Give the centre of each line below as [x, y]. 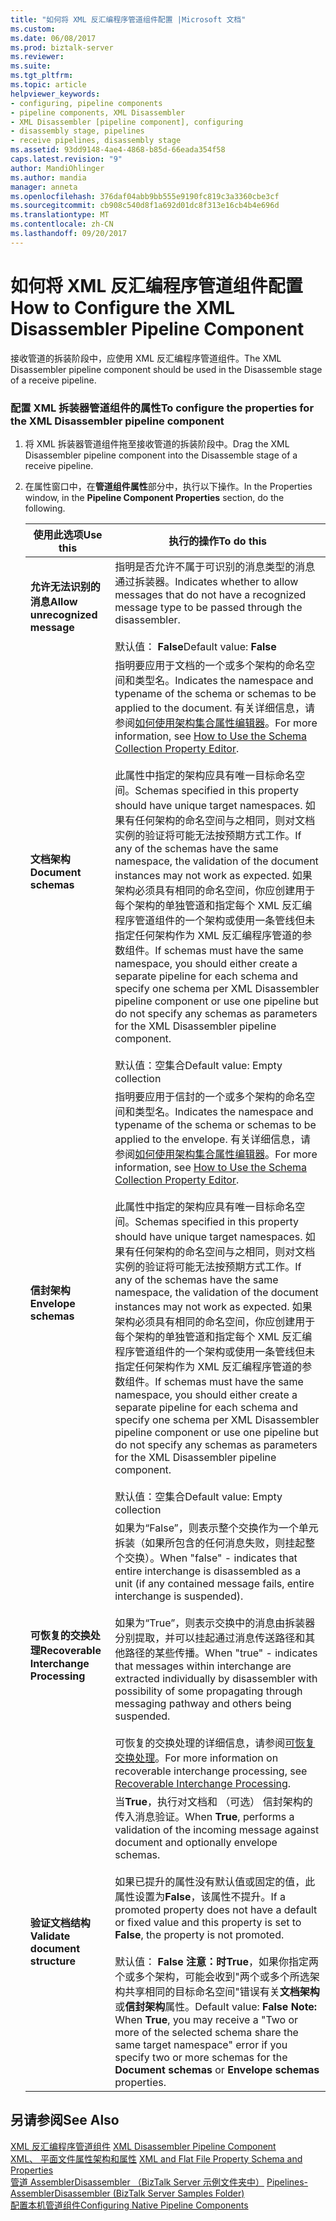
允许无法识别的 [65, 586]
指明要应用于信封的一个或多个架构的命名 [210, 1096]
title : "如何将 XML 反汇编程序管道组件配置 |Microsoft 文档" [128, 19]
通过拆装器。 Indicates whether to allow [206, 581]
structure [52, 1961]
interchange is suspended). [179, 1596]
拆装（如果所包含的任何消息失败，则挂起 [210, 1543]
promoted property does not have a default [216, 1909]
